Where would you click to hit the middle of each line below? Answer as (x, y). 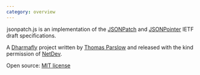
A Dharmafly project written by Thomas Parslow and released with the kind (100, 47)
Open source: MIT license (38, 65)
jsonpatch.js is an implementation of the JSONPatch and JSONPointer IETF (100, 29)
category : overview (31, 12)
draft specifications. (31, 35)
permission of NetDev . (34, 54)
